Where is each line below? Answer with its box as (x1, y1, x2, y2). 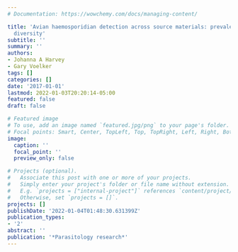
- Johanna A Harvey (7, 56, 65, 64)
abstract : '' (7, 227, 46, 234)
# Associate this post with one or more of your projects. (7, 175, 192, 182)
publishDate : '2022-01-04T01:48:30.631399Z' (7, 207, 141, 214)
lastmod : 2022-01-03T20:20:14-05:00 (7, 89, 115, 97)
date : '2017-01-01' (7, 82, 65, 89)
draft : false (7, 102, 46, 110)
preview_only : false (13, 155, 74, 162)
